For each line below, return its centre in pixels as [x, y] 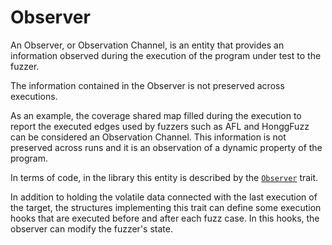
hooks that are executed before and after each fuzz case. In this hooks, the [165, 218]
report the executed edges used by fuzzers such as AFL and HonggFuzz [160, 126]
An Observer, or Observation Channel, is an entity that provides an [147, 45]
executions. [34, 96]
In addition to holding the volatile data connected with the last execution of [164, 197]
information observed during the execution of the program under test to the [166, 55]
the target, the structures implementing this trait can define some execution [166, 207]
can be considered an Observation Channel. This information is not [148, 137]
